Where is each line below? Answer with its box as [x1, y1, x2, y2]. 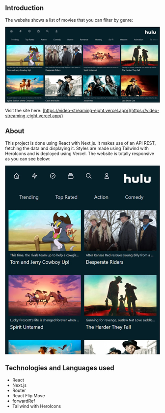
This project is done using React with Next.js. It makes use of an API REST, [5, 140, 156, 146]
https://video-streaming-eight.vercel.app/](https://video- [44, 107, 160, 113]
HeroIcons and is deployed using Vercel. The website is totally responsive [5, 150, 155, 157]
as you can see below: [5, 156, 51, 161]
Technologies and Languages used [5, 364, 114, 372]
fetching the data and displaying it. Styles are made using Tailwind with [5, 145, 149, 151]
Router [12, 387, 26, 393]
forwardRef [12, 398, 35, 404]
